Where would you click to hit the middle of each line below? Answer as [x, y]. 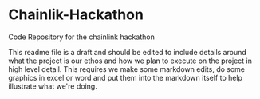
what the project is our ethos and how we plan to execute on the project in [130, 61]
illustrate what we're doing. [53, 86]
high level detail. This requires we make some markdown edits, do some [127, 69]
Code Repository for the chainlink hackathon [82, 37]
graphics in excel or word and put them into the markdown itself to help [126, 77]
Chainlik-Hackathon [76, 15]
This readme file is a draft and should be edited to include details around [128, 52]
